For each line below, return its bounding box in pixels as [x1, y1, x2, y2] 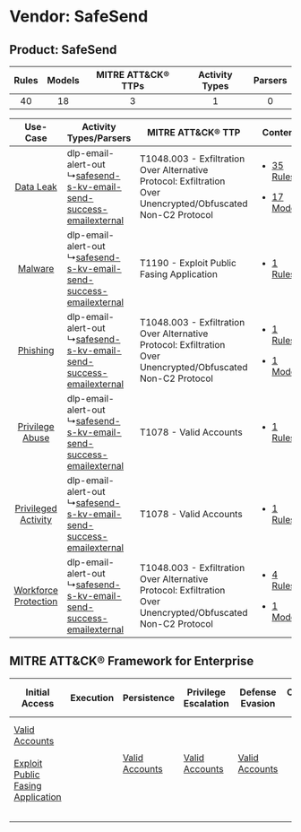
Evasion [240, 697, 276, 709]
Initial [25, 686, 50, 698]
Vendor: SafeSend [9, 6, 149, 27]
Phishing [17, 344, 55, 356]
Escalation [183, 697, 230, 709]
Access [21, 697, 55, 709]
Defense [239, 686, 277, 698]
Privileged [14, 502, 58, 515]
